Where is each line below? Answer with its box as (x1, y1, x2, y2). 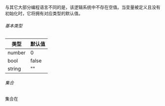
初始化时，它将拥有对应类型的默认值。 (5, 10, 83, 16)
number (7, 49, 26, 56)
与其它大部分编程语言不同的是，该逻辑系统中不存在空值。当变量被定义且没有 (5, 4, 161, 10)
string (7, 66, 21, 72)
